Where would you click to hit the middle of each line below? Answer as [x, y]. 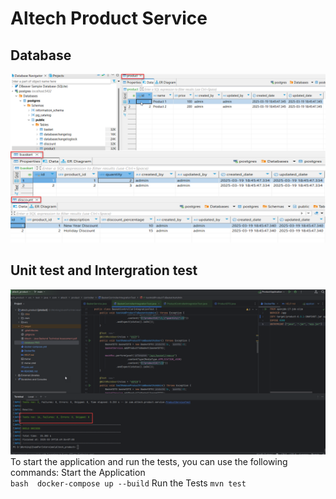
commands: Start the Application [78, 473]
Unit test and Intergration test [104, 270]
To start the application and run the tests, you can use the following [149, 462]
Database [41, 55]
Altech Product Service [109, 18]
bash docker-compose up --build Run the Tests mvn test [128, 483]
